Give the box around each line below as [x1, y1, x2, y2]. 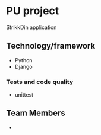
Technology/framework [6, 41, 96, 51]
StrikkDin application [6, 24, 57, 31]
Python [14, 56, 33, 63]
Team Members [6, 108, 65, 118]
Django [14, 63, 33, 70]
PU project [6, 4, 59, 18]
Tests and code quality [6, 78, 73, 86]
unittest [14, 91, 34, 98]
